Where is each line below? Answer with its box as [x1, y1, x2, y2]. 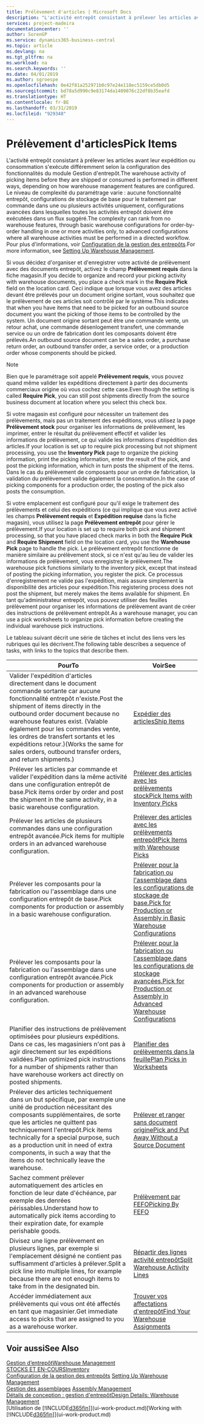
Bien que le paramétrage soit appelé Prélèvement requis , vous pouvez [6, 373, 184, 380]
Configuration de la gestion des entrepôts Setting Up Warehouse [6, 1372, 168, 1380]
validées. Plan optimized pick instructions [9, 1055, 126, 1064]
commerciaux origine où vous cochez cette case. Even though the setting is [6, 386, 195, 393]
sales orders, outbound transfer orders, [9, 748, 121, 756]
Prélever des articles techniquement [9, 1088, 112, 1097]
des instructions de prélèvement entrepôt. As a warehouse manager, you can [6, 609, 198, 617]
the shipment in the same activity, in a [9, 795, 117, 804]
